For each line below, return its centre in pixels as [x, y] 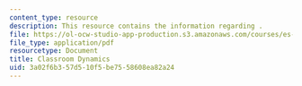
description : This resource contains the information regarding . [136, 26]
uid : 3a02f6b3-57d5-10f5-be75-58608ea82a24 [92, 68]
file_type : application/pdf [62, 43]
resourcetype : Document [54, 51]
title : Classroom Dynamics [60, 59]
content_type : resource [54, 17]
